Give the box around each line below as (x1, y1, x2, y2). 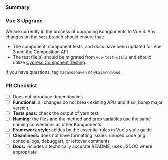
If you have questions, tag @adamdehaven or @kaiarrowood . (5, 69, 122, 75)
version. (12, 105, 30, 111)
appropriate (12, 149, 37, 155)
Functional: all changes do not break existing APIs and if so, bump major (12, 99, 163, 105)
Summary (5, 4, 30, 11)
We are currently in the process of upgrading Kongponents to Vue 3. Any (5, 29, 156, 35)
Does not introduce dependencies (12, 93, 83, 99)
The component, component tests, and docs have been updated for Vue (12, 44, 162, 50)
